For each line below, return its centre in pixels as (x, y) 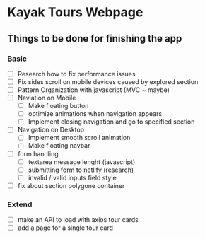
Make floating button (58, 106)
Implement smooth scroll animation (79, 138)
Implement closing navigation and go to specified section (111, 122)
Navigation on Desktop (51, 130)
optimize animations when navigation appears (95, 114)
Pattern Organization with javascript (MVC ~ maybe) (93, 90)
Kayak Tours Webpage (75, 12)
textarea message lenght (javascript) (82, 162)
